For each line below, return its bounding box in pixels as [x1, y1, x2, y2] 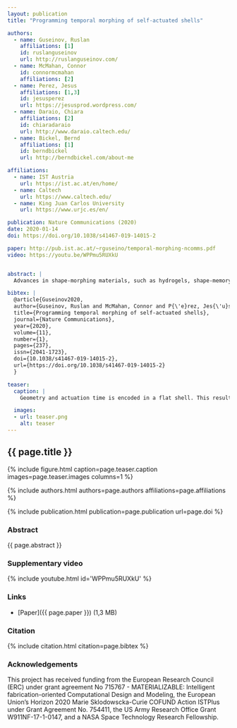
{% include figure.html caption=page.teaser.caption [7, 465, 158, 473]
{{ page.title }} [7, 446, 73, 459]
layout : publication [7, 10, 68, 18]
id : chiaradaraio [20, 121, 71, 128]
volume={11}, [13, 329, 52, 336]
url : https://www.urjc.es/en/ [20, 206, 109, 214]
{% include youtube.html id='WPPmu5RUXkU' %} [7, 574, 152, 583]
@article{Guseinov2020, [13, 296, 83, 303]
